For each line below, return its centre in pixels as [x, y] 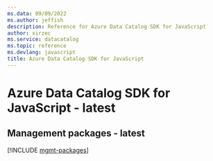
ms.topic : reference [37, 46]
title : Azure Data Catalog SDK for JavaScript [76, 59]
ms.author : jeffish [35, 20]
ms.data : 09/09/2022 [37, 14]
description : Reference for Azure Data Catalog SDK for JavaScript [107, 26]
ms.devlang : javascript [42, 53]
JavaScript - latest [61, 108]
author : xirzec [29, 33]
